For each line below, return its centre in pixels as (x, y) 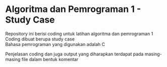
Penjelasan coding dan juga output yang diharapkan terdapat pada (74, 54)
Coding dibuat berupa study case (40, 39)
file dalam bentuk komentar (50, 59)
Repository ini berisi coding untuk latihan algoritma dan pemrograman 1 (79, 33)
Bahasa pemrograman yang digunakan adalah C (55, 44)
